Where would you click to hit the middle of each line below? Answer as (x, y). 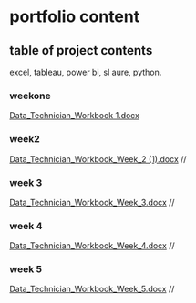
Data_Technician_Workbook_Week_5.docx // (92, 289)
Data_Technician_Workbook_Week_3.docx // (92, 202)
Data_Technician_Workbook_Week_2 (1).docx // (98, 159)
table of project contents (81, 50)
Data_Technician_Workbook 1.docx (74, 116)
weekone (31, 96)
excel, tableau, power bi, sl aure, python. (86, 72)
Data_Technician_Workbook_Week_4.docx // (92, 246)
